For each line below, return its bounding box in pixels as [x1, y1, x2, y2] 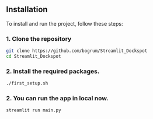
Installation [6, 5, 48, 15]
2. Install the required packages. [6, 67, 100, 75]
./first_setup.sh [6, 80, 48, 86]
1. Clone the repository [6, 34, 72, 43]
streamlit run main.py [6, 107, 61, 113]
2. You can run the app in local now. [6, 94, 109, 102]
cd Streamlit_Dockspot [6, 53, 61, 59]
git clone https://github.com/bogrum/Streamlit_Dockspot [6, 48, 148, 54]
